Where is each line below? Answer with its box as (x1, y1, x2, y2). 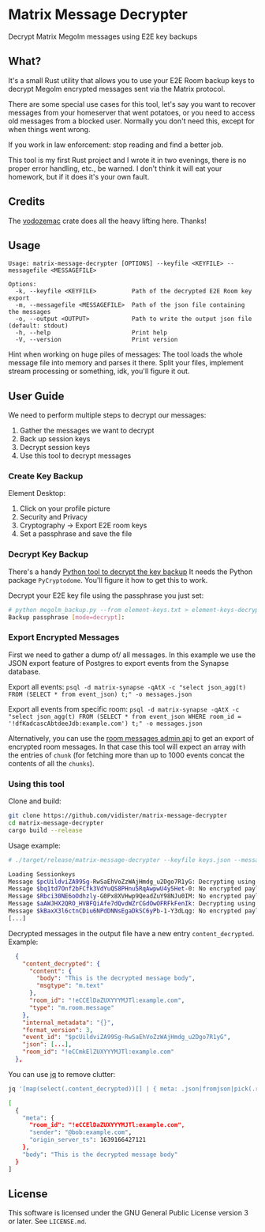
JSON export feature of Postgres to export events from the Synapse (8, 658, 230, 667)
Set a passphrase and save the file (19, 529, 132, 539)
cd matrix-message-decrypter (8, 819, 104, 827)
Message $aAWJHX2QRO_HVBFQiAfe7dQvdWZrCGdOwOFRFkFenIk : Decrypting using (8, 900, 256, 908)
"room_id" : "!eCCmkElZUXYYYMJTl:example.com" (22, 1048, 175, 1056)
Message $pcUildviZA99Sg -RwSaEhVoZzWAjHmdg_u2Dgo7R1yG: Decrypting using (8, 878, 256, 886)
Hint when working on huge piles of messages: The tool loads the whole (8, 350, 243, 359)
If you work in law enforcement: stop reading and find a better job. (8, 140, 224, 149)
